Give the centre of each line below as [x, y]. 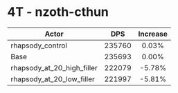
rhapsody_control [39, 45]
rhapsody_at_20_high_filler [54, 68]
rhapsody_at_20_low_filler [53, 79]
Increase [153, 34]
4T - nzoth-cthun [58, 12]
